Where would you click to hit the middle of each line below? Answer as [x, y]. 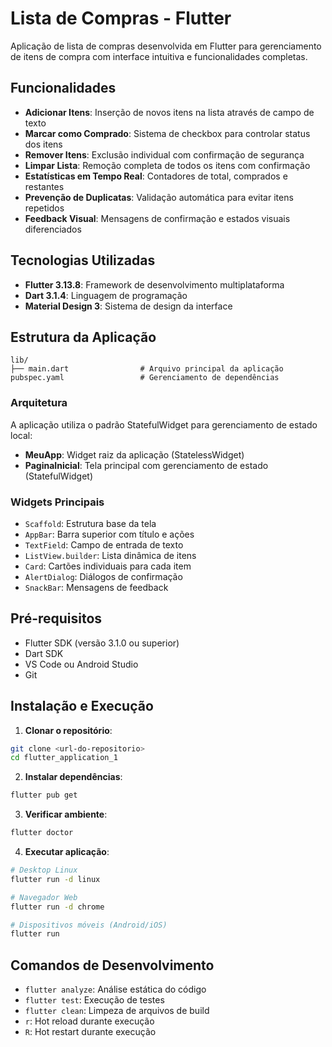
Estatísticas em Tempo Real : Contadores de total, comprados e [156, 176]
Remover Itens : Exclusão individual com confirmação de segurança [164, 154]
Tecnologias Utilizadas [83, 260]
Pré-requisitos [56, 618]
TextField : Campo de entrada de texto [104, 544]
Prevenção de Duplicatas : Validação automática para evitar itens [159, 197]
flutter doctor [42, 833]
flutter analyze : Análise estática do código [115, 989]
